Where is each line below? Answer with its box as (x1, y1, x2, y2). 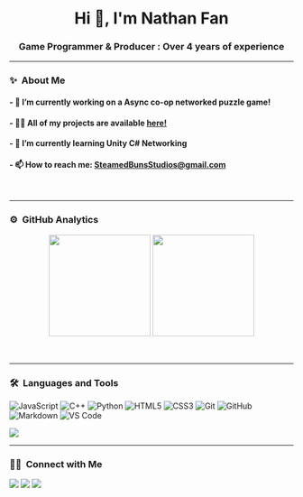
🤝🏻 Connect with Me (9, 457, 103, 470)
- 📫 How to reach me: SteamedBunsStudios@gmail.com (9, 159, 226, 170)
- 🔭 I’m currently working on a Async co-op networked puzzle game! (9, 97, 271, 107)
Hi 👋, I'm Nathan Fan (74, 8, 229, 29)
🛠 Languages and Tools (9, 376, 119, 389)
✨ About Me (9, 74, 66, 87)
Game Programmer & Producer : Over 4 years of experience (18, 41, 285, 53)
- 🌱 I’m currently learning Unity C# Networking (9, 138, 188, 149)
